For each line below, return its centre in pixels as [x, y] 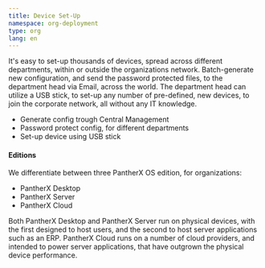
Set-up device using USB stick [70, 137]
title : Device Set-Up [45, 16]
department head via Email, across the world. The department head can [127, 87]
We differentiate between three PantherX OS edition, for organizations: [125, 173]
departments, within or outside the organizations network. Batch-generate [131, 70]
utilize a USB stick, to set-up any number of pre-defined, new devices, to [129, 95]
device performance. [43, 255]
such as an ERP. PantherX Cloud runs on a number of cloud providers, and [132, 238]
